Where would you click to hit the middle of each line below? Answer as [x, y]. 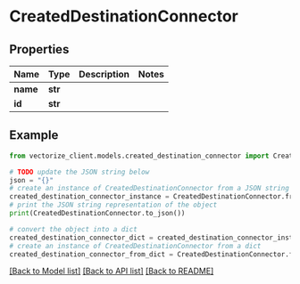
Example [34, 135]
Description [104, 74]
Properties [39, 49]
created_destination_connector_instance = [89, 197]
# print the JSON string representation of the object [113, 205]
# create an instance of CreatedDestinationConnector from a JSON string [150, 189]
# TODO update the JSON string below [79, 172]
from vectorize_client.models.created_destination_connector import [139, 156]
